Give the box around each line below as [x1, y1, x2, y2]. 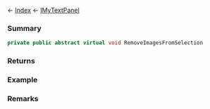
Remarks [7, 94, 39, 103]
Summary [7, 23, 42, 33]
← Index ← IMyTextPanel [7, 6, 80, 14]
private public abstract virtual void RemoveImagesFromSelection [7, 39, 203, 46]
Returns [7, 56, 35, 66]
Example [7, 75, 38, 85]
